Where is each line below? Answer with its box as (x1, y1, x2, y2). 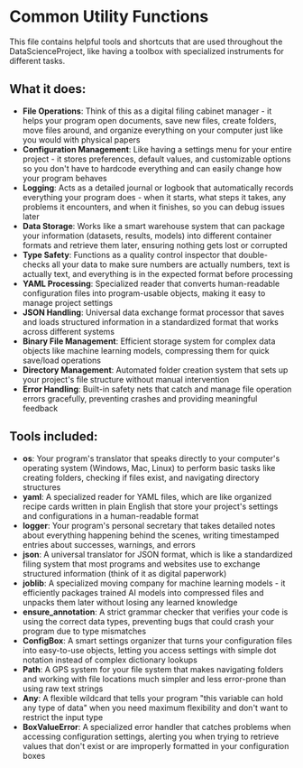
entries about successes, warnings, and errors (22, 539, 196, 550)
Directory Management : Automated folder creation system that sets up (22, 364, 289, 375)
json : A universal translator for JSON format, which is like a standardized (22, 549, 293, 560)
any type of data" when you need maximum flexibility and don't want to (22, 702, 289, 713)
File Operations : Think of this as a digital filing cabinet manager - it (22, 106, 272, 116)
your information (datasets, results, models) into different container (22, 230, 272, 241)
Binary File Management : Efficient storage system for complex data (22, 336, 276, 347)
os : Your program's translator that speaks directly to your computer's (22, 453, 280, 464)
